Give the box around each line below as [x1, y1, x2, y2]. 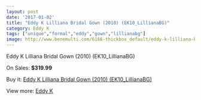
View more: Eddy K [6, 87, 54, 94]
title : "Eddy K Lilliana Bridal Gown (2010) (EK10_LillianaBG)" [6, 20, 170, 26]
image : [6, 36, 23, 42]
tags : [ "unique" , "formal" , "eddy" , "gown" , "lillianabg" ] [6, 31, 146, 37]
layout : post [6, 8, 39, 15]
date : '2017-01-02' [6, 14, 55, 20]
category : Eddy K [6, 25, 50, 32]
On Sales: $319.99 [6, 64, 53, 71]
